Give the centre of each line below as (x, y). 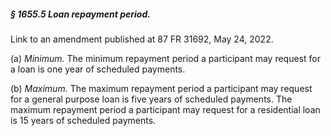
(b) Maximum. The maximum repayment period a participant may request (161, 88)
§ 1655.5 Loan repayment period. (80, 14)
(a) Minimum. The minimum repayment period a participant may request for (165, 58)
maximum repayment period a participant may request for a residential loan (165, 109)
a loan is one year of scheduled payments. (98, 69)
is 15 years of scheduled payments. (83, 120)
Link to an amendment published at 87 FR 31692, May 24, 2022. (142, 39)
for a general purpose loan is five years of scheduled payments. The (151, 99)
